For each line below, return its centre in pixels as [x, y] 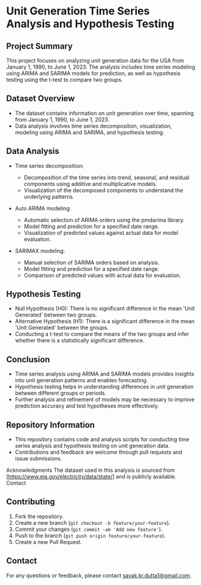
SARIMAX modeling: [40, 250]
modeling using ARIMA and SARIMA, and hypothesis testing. [90, 132]
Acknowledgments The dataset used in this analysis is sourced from [91, 470]
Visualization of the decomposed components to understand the [103, 190]
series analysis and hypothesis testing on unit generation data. [92, 446]
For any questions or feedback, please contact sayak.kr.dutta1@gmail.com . [99, 575]
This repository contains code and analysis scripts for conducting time [102, 439]
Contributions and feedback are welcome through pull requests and [98, 452]
